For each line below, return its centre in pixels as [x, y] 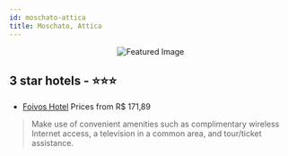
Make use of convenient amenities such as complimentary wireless [155, 124]
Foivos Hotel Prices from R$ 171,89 [86, 107]
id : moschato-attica [48, 17]
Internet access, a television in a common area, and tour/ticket [146, 134]
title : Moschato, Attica [56, 26]
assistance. [52, 143]
